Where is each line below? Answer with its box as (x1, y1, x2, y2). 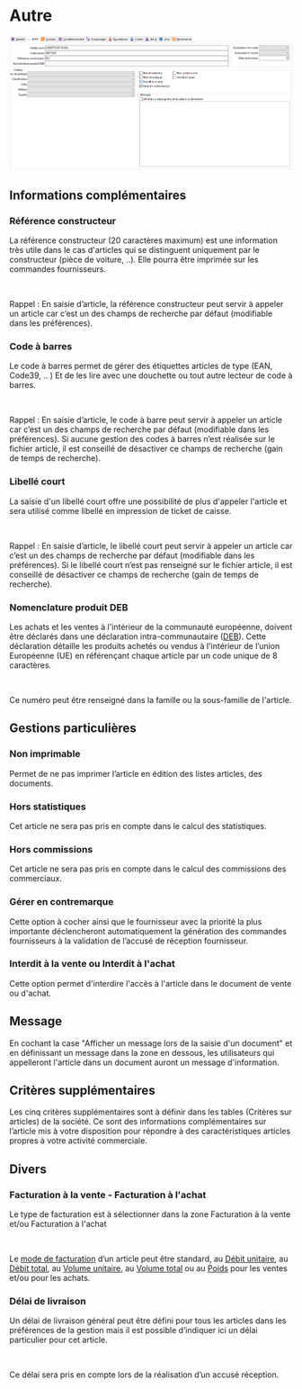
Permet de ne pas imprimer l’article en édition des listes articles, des (9, 768, 262, 779)
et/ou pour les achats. (9, 1273, 91, 1284)
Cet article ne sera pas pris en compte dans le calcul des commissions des (9, 863, 287, 874)
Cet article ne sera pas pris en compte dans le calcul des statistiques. (9, 820, 267, 831)
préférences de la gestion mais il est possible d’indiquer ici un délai (9, 1325, 258, 1336)
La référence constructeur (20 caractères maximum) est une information (9, 235, 279, 246)
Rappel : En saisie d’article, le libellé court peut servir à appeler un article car (9, 540, 293, 551)
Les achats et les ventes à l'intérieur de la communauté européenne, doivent (9, 621, 293, 632)
